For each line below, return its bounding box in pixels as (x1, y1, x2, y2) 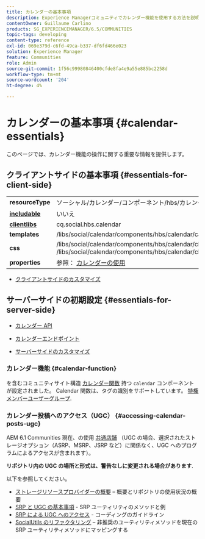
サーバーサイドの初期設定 (6, 295, 103, 305)
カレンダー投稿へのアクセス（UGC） (6, 411, 114, 419)
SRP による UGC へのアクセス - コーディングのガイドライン (15, 511, 165, 518)
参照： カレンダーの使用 (56, 259, 126, 267)
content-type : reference (6, 37, 70, 43)
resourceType (9, 198, 51, 206)
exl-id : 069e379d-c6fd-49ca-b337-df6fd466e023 (6, 43, 127, 49)
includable (9, 209, 41, 218)
